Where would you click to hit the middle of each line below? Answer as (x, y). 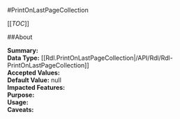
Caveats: (21, 110)
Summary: (23, 50)
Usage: (18, 102)
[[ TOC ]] (18, 23)
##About (20, 37)
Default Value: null (34, 80)
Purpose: (21, 95)
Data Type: (23, 58)
